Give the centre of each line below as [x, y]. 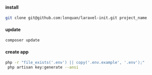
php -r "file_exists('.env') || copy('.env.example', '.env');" [75, 63]
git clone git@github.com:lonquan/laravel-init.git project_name [76, 18]
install [12, 7]
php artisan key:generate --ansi [43, 67]
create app [17, 52]
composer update [22, 40]
